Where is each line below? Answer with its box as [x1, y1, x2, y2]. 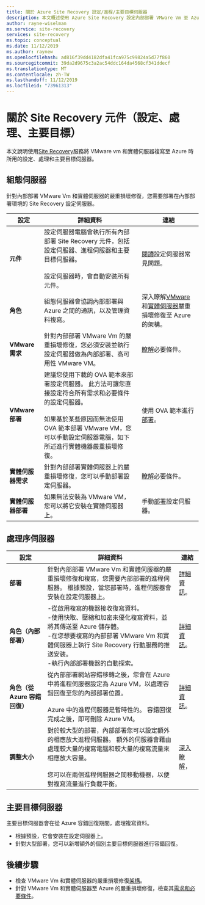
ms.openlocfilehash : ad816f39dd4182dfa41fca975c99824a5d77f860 [6, 54, 171, 60]
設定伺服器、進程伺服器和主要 [43, 245, 130, 254]
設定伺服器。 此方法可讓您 [49, 379, 126, 388]
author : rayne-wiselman [6, 20, 67, 26]
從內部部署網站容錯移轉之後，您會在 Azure [47, 670, 170, 678]
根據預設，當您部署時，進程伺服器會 [67, 583, 172, 592]
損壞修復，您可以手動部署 [49, 471, 124, 480]
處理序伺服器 [6, 534, 55, 544]
